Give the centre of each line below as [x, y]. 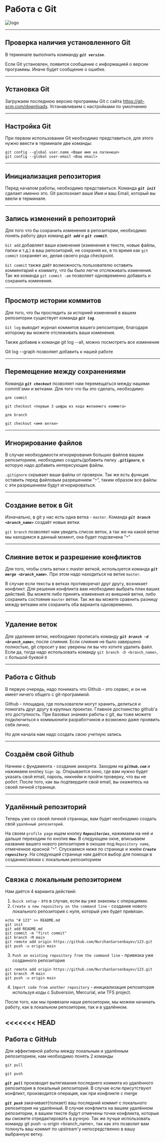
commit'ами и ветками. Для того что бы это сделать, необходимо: [75, 388]
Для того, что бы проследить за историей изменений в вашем [71, 312]
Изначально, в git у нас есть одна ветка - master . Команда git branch [78, 517]
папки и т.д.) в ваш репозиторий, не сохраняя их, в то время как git [77, 250]
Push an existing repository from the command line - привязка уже [83, 955]
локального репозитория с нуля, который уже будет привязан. [78, 911]
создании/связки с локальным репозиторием [53, 860]
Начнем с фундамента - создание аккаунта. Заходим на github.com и [78, 766]
